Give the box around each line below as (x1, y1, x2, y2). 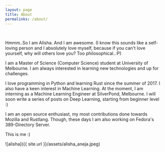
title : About (5, 12, 32, 17)
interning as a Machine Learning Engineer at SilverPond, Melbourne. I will (5, 91, 156, 97)
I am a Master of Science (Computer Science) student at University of (5, 60, 149, 66)
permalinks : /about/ (5, 16, 48, 21)
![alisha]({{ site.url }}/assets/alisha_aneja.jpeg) (5, 141, 101, 147)
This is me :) (5, 132, 31, 138)
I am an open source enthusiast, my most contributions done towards (5, 111, 148, 117)
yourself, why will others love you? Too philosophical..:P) (5, 50, 122, 56)
